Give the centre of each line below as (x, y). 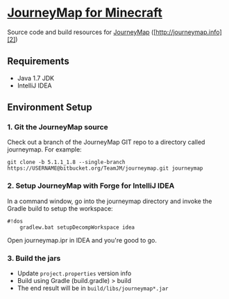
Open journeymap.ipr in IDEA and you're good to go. (82, 240)
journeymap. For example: (44, 149)
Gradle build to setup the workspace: (60, 208)
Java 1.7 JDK (35, 78)
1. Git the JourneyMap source (58, 127)
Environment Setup (50, 107)
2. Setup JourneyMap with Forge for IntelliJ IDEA (91, 186)
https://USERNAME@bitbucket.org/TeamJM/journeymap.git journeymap (105, 168)
